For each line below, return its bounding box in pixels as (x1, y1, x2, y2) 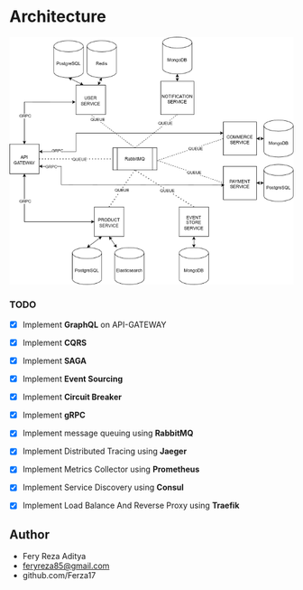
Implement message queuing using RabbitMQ (22, 427, 194, 439)
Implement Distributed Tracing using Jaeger (22, 445, 188, 457)
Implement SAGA (22, 355, 87, 366)
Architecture (9, 6, 106, 27)
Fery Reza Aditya (22, 551, 87, 562)
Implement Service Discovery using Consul (22, 482, 185, 493)
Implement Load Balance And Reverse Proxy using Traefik (22, 500, 240, 511)
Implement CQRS (22, 337, 87, 348)
